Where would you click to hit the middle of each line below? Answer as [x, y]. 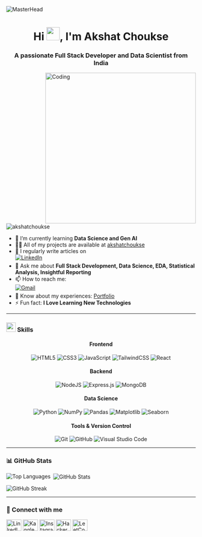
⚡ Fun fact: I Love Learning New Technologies [73, 303]
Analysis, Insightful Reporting [53, 272]
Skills [25, 330]
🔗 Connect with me [35, 510]
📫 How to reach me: [41, 279]
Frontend [101, 344]
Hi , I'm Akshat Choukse [101, 37]
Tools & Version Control [101, 426]
